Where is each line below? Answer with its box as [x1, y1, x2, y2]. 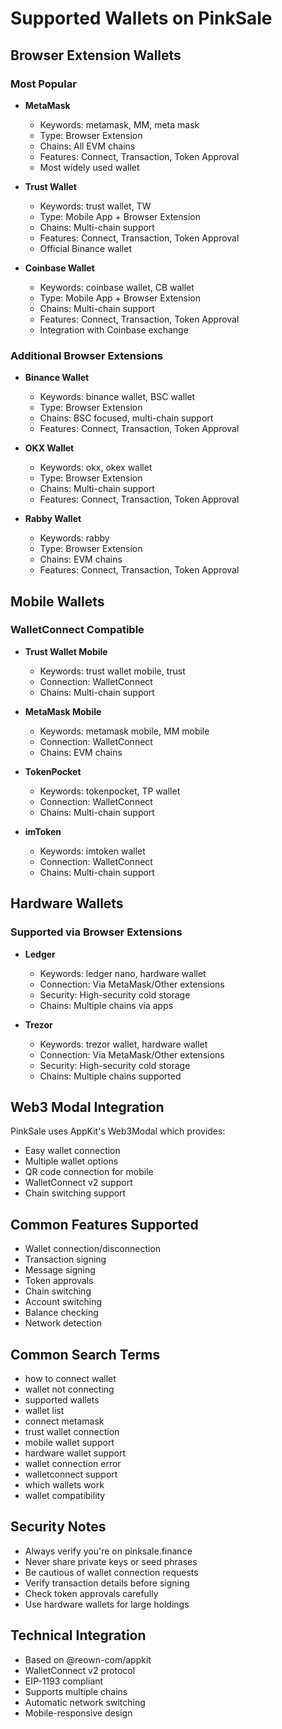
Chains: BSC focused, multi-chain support [39, 412, 214, 424]
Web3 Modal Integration [10, 1098, 165, 1116]
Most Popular [10, 77, 77, 91]
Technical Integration [10, 1627, 147, 1644]
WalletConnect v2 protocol [24, 1664, 136, 1676]
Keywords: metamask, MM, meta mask [39, 118, 200, 131]
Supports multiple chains [24, 1685, 128, 1697]
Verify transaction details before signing [24, 1577, 190, 1589]
